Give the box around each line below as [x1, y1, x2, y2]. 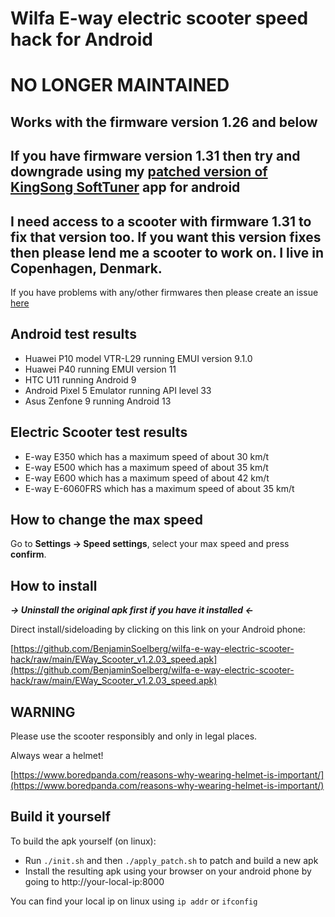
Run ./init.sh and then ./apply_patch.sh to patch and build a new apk [24, 854, 319, 866]
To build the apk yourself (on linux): [10, 835, 157, 847]
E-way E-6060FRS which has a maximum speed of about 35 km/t [24, 482, 295, 494]
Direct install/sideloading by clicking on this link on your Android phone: [10, 623, 306, 636]
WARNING [10, 703, 76, 721]
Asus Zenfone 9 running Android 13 [24, 395, 172, 407]
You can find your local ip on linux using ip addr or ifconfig [10, 895, 258, 907]
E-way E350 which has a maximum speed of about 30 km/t [24, 450, 270, 462]
